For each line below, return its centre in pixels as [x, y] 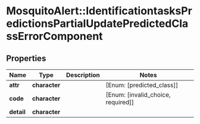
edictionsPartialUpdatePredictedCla [97, 24]
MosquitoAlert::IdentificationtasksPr [99, 11]
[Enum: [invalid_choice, [138, 95]
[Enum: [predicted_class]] [142, 85]
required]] [120, 102]
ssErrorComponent [54, 36]
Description [83, 75]
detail [17, 112]
